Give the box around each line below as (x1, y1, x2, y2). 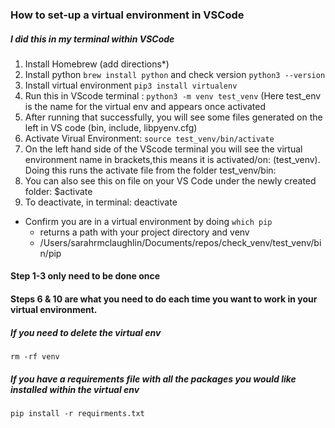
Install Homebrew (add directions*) (24, 58, 170, 70)
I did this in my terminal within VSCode (10, 33, 175, 45)
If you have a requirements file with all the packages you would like (10, 373, 297, 385)
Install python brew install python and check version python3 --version (24, 68, 326, 80)
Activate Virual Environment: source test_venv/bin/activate (24, 132, 275, 144)
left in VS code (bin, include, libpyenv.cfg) (24, 121, 198, 133)
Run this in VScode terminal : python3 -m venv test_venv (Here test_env (24, 89, 322, 102)
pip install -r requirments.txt (10, 409, 145, 419)
